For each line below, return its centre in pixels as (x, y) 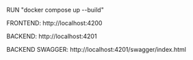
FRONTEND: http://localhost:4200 (54, 23)
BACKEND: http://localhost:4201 (52, 36)
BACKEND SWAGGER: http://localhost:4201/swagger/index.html (96, 49)
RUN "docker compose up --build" (55, 10)
